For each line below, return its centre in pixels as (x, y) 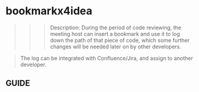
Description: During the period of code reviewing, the (116, 27)
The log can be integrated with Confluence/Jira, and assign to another (107, 58)
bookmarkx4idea (49, 11)
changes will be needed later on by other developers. (116, 47)
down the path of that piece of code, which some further (120, 40)
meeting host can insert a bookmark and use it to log (115, 33)
